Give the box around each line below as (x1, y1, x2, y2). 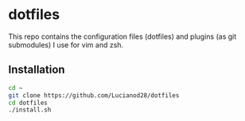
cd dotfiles (8, 99, 48, 107)
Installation (8, 63, 65, 77)
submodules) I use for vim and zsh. (8, 40, 124, 49)
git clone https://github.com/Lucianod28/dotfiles (8, 91, 180, 100)
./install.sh (8, 106, 52, 114)
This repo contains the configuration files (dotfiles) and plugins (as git (8, 32, 237, 41)
